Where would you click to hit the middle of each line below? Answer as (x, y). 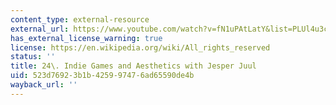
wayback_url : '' (44, 85)
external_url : (40, 29)
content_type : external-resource (80, 19)
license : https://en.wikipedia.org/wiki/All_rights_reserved (140, 47)
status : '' (33, 57)
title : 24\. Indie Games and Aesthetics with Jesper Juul (133, 66)
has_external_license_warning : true (86, 38)
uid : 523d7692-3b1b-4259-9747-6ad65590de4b (102, 76)
